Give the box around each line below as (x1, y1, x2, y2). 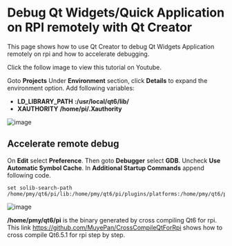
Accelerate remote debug (7, 138, 119, 150)
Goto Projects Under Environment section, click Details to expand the (7, 76, 208, 84)
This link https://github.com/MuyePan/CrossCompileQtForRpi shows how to (7, 223, 223, 231)
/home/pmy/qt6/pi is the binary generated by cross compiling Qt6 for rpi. (7, 216, 217, 224)
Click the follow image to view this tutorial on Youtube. (7, 63, 162, 71)
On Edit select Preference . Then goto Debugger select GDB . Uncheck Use (7, 156, 221, 164)
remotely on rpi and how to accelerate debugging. (7, 50, 150, 58)
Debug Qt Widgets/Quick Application (7, 5, 225, 21)
